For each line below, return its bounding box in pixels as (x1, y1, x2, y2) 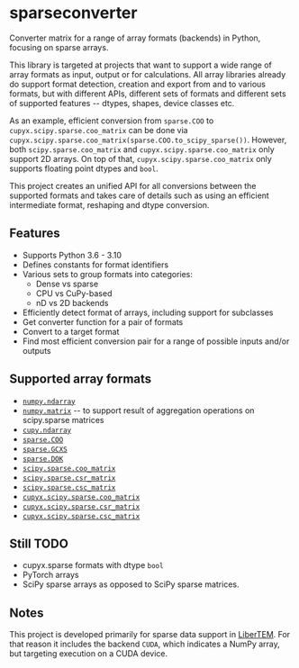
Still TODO (9, 536, 69, 551)
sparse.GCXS (22, 445, 68, 454)
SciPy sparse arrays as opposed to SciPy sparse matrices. (22, 579, 240, 590)
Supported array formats (9, 372, 152, 387)
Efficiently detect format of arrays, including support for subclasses (22, 307, 274, 318)
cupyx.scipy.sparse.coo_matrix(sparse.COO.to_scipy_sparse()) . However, (9, 134, 287, 145)
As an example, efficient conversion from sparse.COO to (9, 115, 214, 126)
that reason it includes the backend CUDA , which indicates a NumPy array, (9, 638, 281, 650)
